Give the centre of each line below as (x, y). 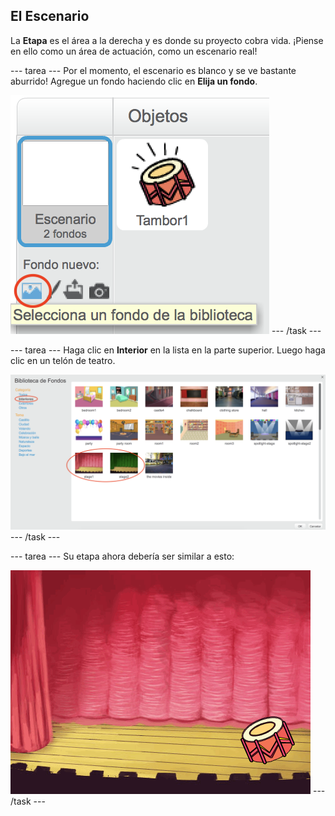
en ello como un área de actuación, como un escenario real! (134, 51)
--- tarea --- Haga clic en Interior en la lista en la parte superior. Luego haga (168, 350)
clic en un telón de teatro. (63, 360)
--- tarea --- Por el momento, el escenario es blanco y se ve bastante (153, 70)
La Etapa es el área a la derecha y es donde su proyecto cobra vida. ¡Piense (167, 40)
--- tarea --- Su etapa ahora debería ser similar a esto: (122, 556)
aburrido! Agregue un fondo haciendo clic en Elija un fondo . (134, 81)
